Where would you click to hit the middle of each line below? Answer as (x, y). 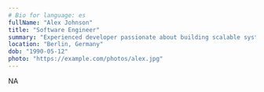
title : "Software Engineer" (54, 30)
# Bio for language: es (47, 15)
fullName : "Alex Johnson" (50, 23)
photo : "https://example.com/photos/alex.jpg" (86, 59)
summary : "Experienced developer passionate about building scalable (125, 37)
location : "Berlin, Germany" (56, 44)
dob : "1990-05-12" (38, 51)
